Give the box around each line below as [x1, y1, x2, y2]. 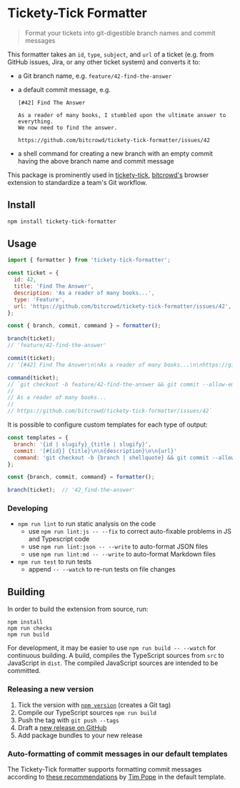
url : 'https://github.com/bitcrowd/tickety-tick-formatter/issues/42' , [14, 302, 232, 310]
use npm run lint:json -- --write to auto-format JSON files [28, 542, 209, 551]
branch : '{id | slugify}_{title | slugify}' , [14, 441, 152, 448]
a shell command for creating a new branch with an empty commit [17, 149, 213, 158]
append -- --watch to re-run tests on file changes [28, 565, 176, 574]
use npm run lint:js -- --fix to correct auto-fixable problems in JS [28, 527, 232, 536]
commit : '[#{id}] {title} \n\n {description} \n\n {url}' [14, 447, 177, 454]
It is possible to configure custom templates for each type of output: [7, 420, 209, 429]
